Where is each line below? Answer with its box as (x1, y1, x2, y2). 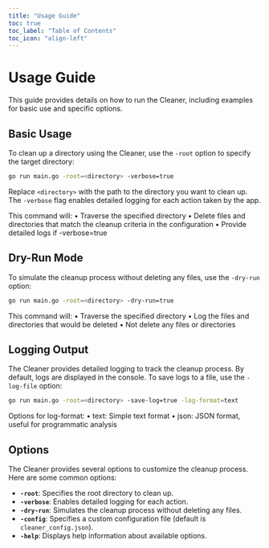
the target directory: (8, 157, 75, 166)
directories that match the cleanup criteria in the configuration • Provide (8, 219, 247, 229)
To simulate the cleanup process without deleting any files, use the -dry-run (8, 272, 261, 282)
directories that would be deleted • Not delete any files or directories (8, 319, 236, 329)
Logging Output (8, 343, 89, 356)
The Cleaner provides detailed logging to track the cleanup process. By (8, 364, 245, 374)
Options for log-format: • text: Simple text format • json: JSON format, (8, 411, 241, 421)
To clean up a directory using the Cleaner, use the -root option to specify (8, 148, 251, 157)
